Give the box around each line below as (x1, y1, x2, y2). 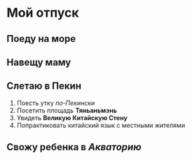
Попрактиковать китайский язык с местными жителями (16, 121, 186, 129)
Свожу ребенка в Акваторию (6, 141, 142, 153)
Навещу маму (6, 56, 71, 68)
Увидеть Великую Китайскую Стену (16, 113, 128, 122)
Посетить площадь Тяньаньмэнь (16, 106, 117, 115)
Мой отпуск (6, 5, 79, 21)
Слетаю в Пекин (6, 80, 82, 92)
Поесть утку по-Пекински (16, 99, 95, 107)
